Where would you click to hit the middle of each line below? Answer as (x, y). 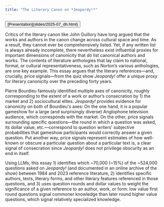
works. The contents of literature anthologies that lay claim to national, (76, 60)
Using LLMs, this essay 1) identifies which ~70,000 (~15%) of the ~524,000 (81, 163)
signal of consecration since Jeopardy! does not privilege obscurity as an (80, 148)
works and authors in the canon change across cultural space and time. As (81, 39)
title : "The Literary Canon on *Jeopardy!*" (51, 10)
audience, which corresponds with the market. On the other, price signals (79, 117)
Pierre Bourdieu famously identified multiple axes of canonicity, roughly (77, 91)
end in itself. (17, 153)
